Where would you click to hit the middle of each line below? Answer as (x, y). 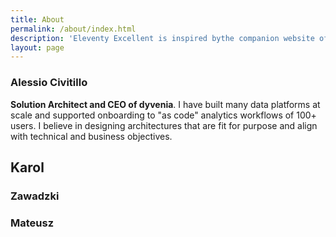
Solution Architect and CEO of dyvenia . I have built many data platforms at (165, 104)
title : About (37, 19)
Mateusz (32, 223)
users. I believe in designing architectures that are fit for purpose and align (164, 125)
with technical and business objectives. (91, 136)
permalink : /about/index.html (73, 29)
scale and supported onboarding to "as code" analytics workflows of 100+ (163, 115)
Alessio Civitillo (49, 83)
